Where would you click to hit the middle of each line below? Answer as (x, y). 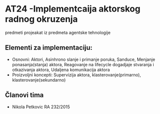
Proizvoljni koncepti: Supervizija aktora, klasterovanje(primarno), (77, 75)
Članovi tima (24, 95)
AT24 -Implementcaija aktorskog (73, 9)
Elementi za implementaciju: (49, 48)
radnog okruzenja (41, 19)
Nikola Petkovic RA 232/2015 (41, 107)
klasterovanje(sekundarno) (39, 80)
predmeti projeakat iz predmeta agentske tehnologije (58, 32)
